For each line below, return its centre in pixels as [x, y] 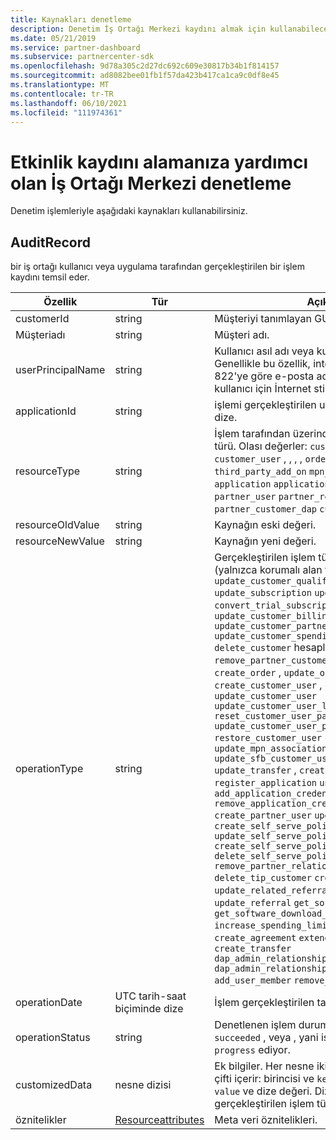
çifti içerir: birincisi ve [264, 1079]
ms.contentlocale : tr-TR [62, 94]
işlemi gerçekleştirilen [265, 405]
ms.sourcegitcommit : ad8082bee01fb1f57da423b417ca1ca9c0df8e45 [145, 76]
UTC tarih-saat [150, 996]
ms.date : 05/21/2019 [53, 38]
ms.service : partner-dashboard [75, 47]
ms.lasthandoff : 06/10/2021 [69, 103]
